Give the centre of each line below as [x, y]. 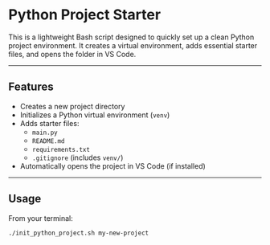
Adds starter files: [49, 123]
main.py [45, 133]
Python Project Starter [85, 15]
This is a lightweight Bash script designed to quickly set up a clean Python [131, 37]
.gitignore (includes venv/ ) [78, 157]
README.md [49, 141]
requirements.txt [61, 149]
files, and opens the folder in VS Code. [72, 54]
